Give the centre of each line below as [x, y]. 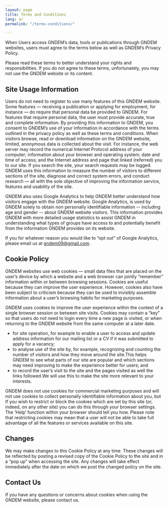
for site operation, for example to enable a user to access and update [84, 333]
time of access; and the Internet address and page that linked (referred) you [84, 160]
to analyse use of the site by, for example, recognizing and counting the [87, 349]
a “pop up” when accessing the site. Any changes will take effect [72, 461]
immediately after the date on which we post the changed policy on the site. [83, 466]
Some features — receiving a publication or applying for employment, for [80, 107]
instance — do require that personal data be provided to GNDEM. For [76, 112]
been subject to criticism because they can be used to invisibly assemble [81, 292]
